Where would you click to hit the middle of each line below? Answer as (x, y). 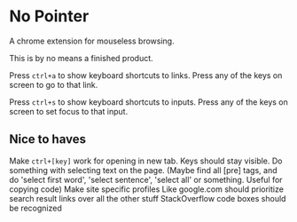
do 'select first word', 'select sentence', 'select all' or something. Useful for (146, 179)
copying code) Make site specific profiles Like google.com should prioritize (146, 189)
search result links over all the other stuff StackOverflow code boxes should (148, 198)
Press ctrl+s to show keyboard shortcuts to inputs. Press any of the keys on (148, 102)
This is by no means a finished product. (81, 58)
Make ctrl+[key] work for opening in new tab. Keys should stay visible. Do (146, 161)
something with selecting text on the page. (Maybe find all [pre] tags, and (143, 170)
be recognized (35, 208)
